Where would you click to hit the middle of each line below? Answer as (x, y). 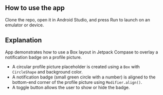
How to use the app (35, 8)
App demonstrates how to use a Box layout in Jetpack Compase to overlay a (81, 52)
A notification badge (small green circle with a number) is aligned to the (84, 77)
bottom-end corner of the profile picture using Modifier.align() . (77, 82)
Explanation (24, 40)
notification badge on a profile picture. (44, 57)
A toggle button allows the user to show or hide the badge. (71, 87)
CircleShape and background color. (47, 72)
